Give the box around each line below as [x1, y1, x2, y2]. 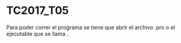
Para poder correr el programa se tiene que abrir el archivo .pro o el [6, 24, 176, 31]
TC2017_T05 [6, 4, 69, 18]
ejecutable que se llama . [6, 30, 68, 37]
